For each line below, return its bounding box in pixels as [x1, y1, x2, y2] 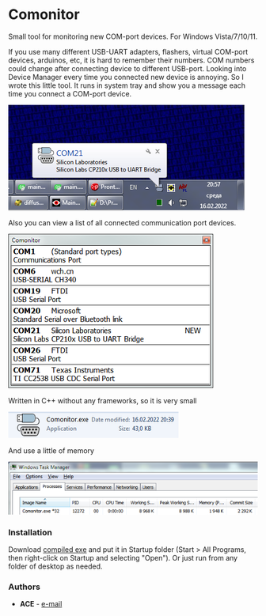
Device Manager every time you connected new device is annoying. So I [8, 72, 244, 81]
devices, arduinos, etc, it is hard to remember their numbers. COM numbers [8, 55, 255, 65]
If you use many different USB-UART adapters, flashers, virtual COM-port [8, 47, 249, 56]
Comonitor [8, 6, 81, 24]
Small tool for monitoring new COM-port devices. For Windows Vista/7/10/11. [8, 32, 258, 41]
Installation [8, 527, 53, 538]
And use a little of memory [8, 445, 95, 455]
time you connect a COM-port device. [8, 89, 132, 98]
